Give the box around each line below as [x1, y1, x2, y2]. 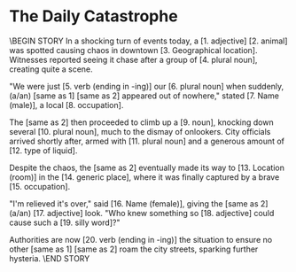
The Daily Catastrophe [9, 6, 179, 27]
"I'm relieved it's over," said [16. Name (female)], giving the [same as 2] [9, 198, 269, 209]
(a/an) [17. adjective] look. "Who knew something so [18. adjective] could [9, 207, 275, 218]
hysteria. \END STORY [9, 253, 90, 263]
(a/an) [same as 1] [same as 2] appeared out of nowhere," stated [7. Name [9, 90, 279, 101]
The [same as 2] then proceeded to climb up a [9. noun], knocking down [9, 117, 274, 128]
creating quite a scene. [9, 64, 93, 74]
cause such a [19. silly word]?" [9, 217, 121, 228]
